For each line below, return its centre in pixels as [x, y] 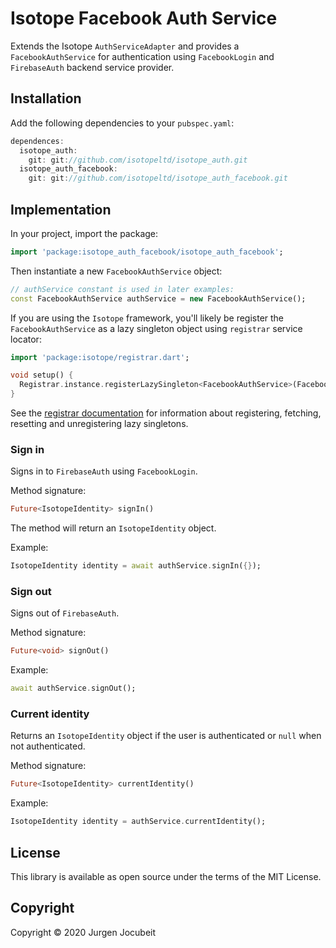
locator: [26, 339]
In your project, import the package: [84, 233]
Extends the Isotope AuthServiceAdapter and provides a [125, 46]
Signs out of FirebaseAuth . [65, 613]
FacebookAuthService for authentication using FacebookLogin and [142, 56]
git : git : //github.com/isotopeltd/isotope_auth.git [138, 160]
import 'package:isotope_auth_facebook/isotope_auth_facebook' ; [147, 252]
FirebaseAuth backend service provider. [92, 67]
